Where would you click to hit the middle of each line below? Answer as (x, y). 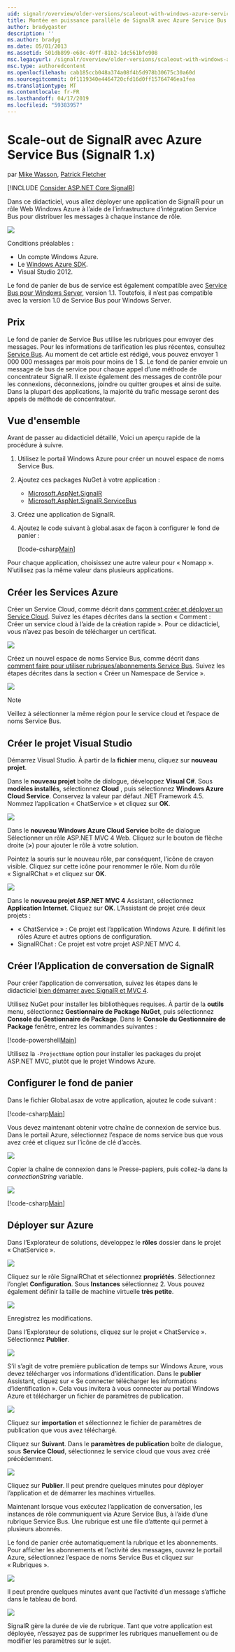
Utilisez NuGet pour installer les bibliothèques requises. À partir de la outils (116, 1004)
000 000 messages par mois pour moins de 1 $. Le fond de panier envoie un (117, 362)
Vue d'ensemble (44, 421)
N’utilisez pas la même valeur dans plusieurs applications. (91, 570)
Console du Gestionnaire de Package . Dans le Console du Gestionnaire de (116, 1019)
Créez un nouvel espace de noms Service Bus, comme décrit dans (103, 659)
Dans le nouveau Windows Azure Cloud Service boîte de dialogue (104, 831)
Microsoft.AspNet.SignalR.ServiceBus (82, 501)
